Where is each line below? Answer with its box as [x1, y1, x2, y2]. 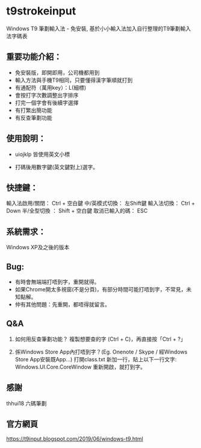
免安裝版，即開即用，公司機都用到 [14, 69, 100, 76]
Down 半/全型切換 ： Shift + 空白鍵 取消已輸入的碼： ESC [6, 207, 148, 214]
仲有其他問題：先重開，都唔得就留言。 [14, 301, 110, 308]
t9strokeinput [6, 4, 76, 18]
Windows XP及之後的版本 [6, 244, 70, 251]
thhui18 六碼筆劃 [6, 399, 47, 407]
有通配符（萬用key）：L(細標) [14, 84, 87, 91]
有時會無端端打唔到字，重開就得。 [14, 278, 100, 285]
